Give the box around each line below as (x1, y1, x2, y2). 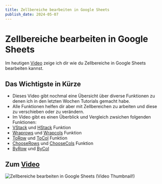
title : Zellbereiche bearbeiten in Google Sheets (5, 7, 110, 12)
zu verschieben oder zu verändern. (12, 109, 84, 115)
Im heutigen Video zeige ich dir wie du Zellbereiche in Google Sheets (5, 60, 146, 66)
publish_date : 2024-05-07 (5, 12, 58, 17)
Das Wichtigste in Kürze (5, 80, 81, 88)
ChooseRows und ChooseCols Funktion (12, 140, 94, 146)
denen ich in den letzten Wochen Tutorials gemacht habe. (12, 98, 130, 104)
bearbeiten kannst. (5, 65, 44, 71)
